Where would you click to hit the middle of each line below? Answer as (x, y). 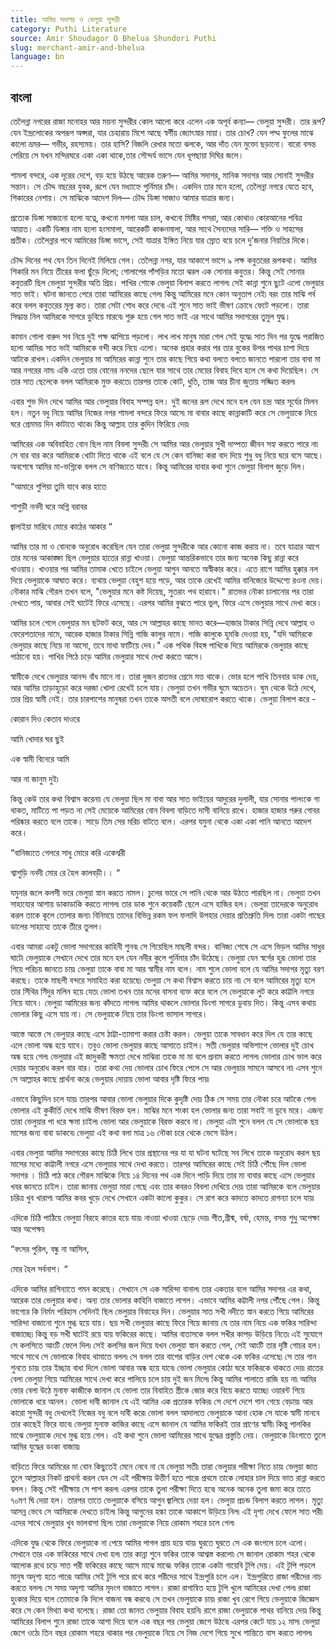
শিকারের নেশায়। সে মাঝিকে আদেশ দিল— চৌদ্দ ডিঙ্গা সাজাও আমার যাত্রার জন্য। (123, 197)
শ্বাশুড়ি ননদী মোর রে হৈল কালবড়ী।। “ (65, 872)
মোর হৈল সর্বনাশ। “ (39, 1268)
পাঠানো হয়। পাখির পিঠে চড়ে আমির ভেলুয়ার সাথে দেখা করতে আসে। (107, 656)
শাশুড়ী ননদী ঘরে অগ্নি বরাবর (49, 506)
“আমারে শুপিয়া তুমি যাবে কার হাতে (58, 486)
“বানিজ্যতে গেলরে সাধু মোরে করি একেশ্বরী (68, 852)
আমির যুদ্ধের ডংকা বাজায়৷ (45, 1446)
